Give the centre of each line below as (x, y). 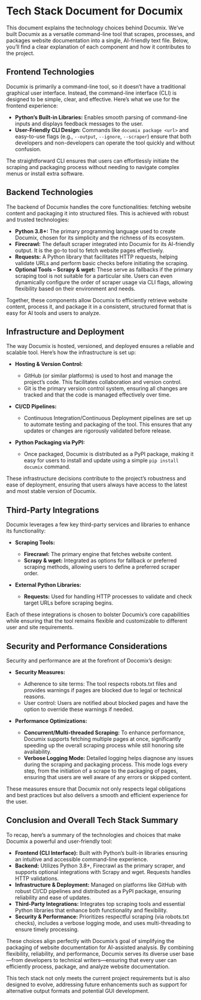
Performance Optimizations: (51, 721)
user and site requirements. (40, 627)
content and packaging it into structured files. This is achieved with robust (98, 213)
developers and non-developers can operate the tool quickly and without (105, 143)
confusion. (28, 149)
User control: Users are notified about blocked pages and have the (106, 703)
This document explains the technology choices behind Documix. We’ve (95, 28)
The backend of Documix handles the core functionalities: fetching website (99, 207)
